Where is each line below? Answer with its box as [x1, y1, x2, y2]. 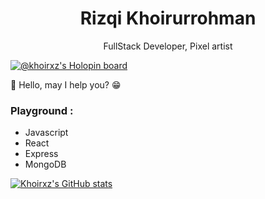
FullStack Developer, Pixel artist [103, 40, 233, 52]
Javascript [24, 127, 69, 139]
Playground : [10, 103, 74, 117]
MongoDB [24, 158, 67, 171]
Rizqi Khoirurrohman [79, 7, 257, 30]
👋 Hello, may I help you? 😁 [10, 78, 122, 91]
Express [24, 148, 59, 160]
